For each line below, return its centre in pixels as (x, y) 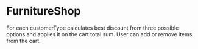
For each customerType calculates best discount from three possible (93, 28)
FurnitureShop (44, 11)
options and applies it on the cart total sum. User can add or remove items (99, 34)
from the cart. (23, 41)
